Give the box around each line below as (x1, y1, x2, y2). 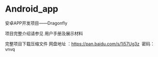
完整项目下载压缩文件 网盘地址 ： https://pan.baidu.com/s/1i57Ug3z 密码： (5, 40, 155, 47)
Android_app (5, 3, 58, 15)
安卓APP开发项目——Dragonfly (5, 20, 68, 26)
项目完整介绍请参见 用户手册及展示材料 (5, 30, 83, 36)
